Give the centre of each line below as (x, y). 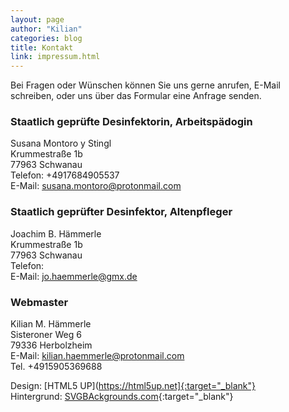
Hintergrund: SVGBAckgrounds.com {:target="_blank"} (122, 397)
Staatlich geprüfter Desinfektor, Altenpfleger (121, 212)
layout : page (37, 19)
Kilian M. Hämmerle (51, 324)
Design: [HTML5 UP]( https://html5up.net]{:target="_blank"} (133, 386)
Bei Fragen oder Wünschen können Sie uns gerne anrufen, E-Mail (145, 85)
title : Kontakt (42, 47)
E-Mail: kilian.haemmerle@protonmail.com (97, 356)
